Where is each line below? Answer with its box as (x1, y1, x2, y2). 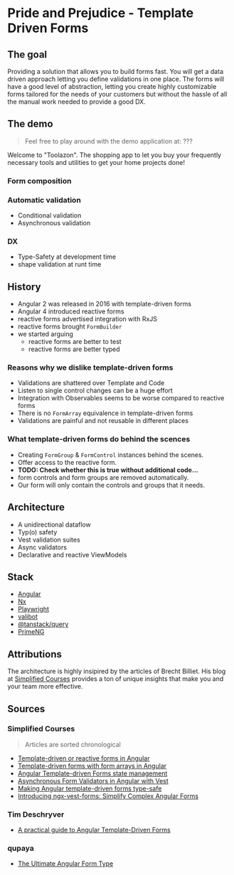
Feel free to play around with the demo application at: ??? (24, 136, 193, 145)
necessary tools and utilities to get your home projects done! (7, 158, 185, 166)
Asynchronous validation (17, 219, 91, 227)
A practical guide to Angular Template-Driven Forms (17, 826, 171, 834)
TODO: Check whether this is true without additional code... (17, 466, 198, 474)
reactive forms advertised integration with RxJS (17, 315, 158, 323)
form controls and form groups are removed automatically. (17, 473, 189, 481)
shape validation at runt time (17, 260, 102, 269)
